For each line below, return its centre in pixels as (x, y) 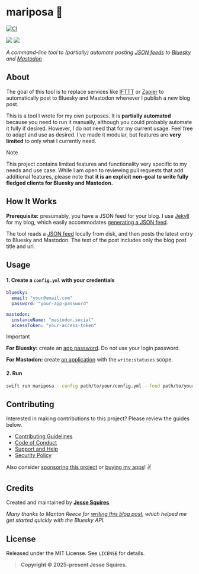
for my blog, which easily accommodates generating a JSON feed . (87, 222)
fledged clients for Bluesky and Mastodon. (60, 183)
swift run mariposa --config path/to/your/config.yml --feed (83, 386)
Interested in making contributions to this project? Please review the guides (98, 418)
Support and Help (36, 449)
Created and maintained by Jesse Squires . (58, 502)
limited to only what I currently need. (51, 141)
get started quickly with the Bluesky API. (56, 520)
